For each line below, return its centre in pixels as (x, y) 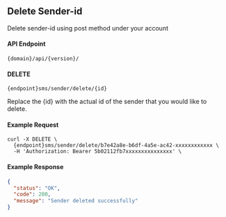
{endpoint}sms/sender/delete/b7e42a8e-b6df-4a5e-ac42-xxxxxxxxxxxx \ (116, 146)
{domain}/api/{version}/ (43, 59)
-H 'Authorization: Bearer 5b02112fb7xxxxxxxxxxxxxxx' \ (98, 152)
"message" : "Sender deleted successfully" (76, 201)
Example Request (33, 125)
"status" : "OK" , (37, 188)
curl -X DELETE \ (32, 139)
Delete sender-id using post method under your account (88, 28)
